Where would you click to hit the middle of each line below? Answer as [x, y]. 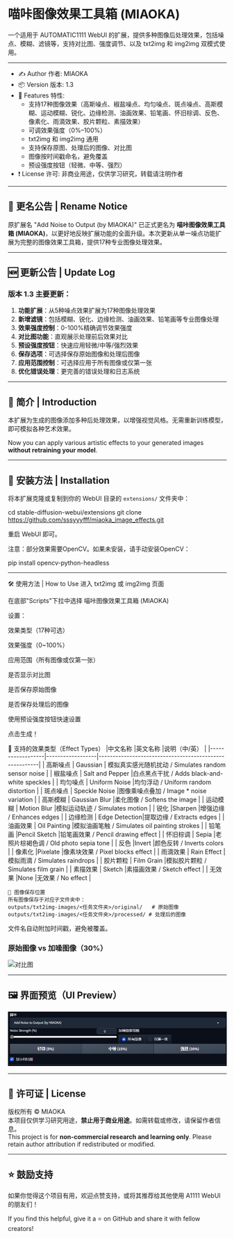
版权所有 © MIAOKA [37, 1112]
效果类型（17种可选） [38, 630]
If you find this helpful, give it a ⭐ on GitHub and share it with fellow [104, 1219]
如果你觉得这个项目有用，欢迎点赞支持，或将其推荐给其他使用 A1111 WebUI [114, 1196]
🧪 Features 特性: [41, 95]
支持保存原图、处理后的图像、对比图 [80, 148]
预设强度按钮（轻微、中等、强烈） [77, 165]
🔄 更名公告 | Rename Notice [68, 206]
